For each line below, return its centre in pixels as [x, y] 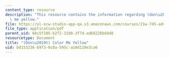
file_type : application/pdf [35, 29]
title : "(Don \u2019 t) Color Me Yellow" [47, 43]
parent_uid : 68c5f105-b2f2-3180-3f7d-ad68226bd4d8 [59, 33]
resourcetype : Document [30, 38]
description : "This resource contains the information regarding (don [81, 15]
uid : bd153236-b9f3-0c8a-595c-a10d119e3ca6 [52, 47]
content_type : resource [30, 10]
